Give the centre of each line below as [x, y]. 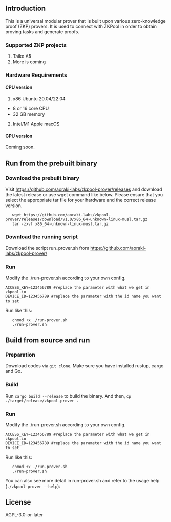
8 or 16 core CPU [31, 109]
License [18, 502]
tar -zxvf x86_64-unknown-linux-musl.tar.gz [60, 224]
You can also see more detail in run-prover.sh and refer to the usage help [82, 481]
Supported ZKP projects [36, 45]
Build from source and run [48, 340]
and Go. [14, 371]
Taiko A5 [22, 57]
